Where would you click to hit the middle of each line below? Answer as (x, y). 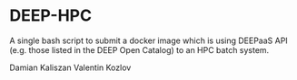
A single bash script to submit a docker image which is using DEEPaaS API (148, 40)
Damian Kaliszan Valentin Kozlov (70, 67)
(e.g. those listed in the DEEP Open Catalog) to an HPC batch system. (139, 49)
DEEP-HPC (51, 16)
